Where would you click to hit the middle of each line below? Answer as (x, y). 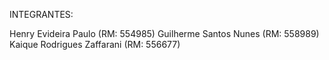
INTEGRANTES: (41, 14)
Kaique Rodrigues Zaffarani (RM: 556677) (95, 44)
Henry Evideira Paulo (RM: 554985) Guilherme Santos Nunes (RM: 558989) (164, 33)
